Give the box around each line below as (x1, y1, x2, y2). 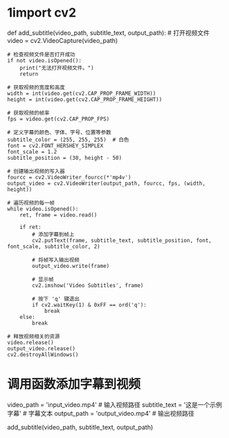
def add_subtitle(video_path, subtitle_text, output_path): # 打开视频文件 (7, 28, 210, 37)
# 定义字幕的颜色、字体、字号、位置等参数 (7, 129, 112, 136)
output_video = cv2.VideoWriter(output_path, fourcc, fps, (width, (7, 180, 206, 187)
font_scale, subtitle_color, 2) (7, 243, 100, 250)
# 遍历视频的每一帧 (7, 199, 55, 206)
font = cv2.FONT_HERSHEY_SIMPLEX (7, 142, 104, 149)
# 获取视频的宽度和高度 (7, 84, 66, 91)
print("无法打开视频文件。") (19, 64, 95, 71)
